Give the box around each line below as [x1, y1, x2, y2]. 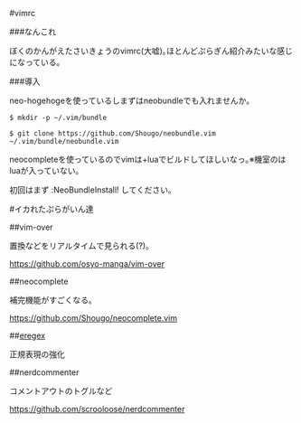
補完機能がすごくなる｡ [9, 295, 93, 305]
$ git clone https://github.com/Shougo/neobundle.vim [9, 129, 217, 138]
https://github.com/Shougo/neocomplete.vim [9, 313, 178, 324]
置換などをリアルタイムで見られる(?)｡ [9, 240, 150, 251]
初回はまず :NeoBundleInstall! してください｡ [9, 184, 173, 195]
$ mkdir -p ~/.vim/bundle [9, 113, 107, 122]
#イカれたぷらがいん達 [9, 203, 94, 214]
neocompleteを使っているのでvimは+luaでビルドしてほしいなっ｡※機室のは [9, 154, 287, 164]
